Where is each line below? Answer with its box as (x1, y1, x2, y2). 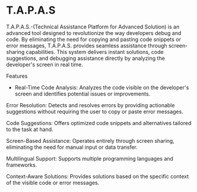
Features (6, 72, 28, 79)
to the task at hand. (6, 126, 53, 133)
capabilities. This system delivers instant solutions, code (26, 48, 164, 55)
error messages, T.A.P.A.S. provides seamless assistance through (6, 42, 167, 49)
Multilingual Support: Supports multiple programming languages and (6, 155, 174, 162)
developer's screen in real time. (6, 60, 84, 68)
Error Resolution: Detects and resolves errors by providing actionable (6, 101, 175, 108)
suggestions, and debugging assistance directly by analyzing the (6, 55, 165, 62)
